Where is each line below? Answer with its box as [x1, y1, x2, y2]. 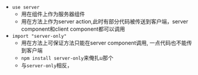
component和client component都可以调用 [21, 25, 125, 32]
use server [12, 4, 40, 10]
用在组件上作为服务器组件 [21, 10, 85, 17]
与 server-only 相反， [21, 62, 73, 69]
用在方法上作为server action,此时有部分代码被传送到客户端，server [21, 18, 189, 25]
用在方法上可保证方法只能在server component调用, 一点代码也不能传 [21, 40, 193, 46]
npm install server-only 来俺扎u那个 [21, 55, 114, 61]
